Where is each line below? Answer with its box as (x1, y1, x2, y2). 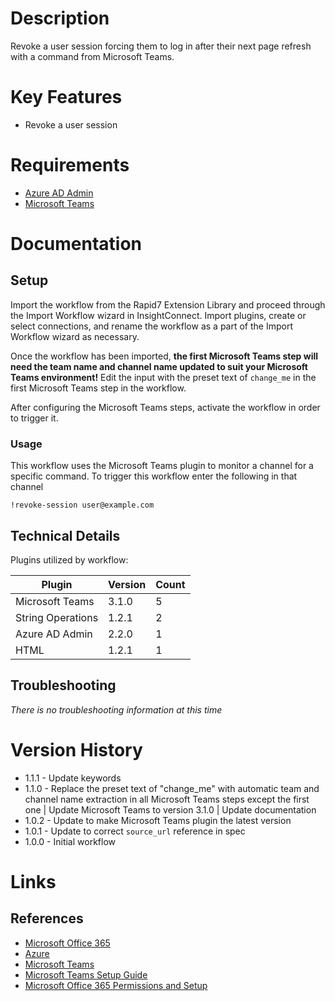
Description (10, 7, 110, 30)
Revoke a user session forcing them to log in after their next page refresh (10, 40, 312, 52)
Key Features (10, 86, 123, 109)
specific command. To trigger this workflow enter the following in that (10, 470, 298, 482)
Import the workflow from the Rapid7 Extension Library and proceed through (10, 298, 326, 311)
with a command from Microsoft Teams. (10, 50, 175, 62)
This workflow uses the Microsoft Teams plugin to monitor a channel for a (10, 460, 314, 472)
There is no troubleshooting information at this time (10, 703, 223, 716)
